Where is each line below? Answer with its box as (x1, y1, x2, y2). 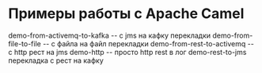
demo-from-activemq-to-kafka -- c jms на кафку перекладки (8, 31, 211, 40)
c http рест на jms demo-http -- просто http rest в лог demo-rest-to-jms (8, 47, 247, 57)
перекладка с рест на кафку (8, 56, 104, 65)
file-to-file (8, 38, 41, 48)
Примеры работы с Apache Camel (8, 5, 245, 23)
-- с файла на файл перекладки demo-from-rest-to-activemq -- (42, 38, 255, 48)
